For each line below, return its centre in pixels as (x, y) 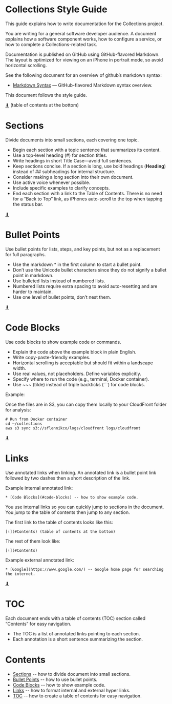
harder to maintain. (33, 292)
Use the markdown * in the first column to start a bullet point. (77, 264)
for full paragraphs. (26, 254)
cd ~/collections (24, 424)
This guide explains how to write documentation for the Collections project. (84, 24)
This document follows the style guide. (46, 95)
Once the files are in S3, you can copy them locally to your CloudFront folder (86, 404)
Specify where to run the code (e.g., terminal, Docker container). (81, 379)
